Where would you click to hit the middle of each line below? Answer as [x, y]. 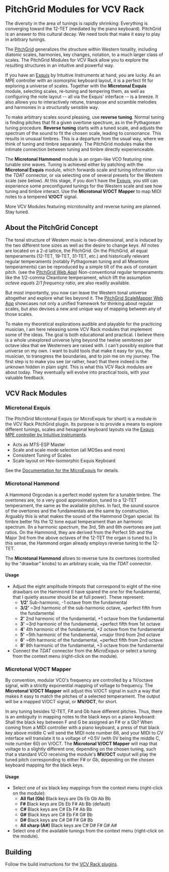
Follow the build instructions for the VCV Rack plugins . [62, 864]
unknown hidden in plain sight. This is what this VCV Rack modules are [79, 367]
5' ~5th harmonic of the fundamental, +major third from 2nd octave [90, 635]
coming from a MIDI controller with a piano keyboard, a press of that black [82, 728]
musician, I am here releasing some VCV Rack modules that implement [79, 329]
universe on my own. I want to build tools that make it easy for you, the [79, 351]
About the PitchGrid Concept [52, 228]
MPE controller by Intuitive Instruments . [46, 435]
